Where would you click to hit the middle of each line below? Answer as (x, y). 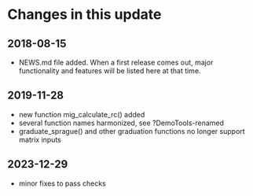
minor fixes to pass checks (62, 183)
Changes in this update (84, 15)
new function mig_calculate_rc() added (82, 114)
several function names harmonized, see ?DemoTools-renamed (121, 123)
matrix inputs (40, 139)
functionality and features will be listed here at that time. (110, 71)
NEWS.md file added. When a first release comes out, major (116, 62)
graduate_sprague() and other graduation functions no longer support (132, 131)
